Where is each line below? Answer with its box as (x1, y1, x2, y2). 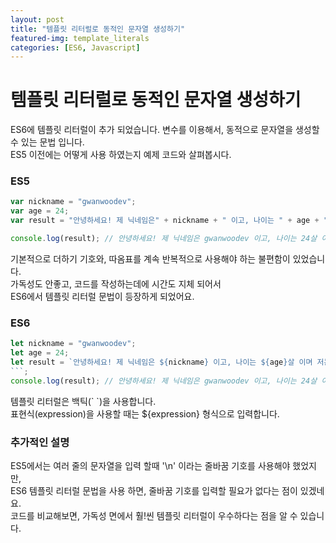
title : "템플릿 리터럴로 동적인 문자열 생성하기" (10, 24, 186, 34)
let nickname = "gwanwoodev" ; (10, 339, 137, 349)
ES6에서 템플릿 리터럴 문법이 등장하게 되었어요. (10, 290, 195, 302)
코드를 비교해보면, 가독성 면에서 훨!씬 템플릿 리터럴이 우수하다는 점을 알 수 (10, 509, 298, 521)
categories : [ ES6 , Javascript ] (10, 42, 141, 53)
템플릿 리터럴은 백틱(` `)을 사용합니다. (10, 395, 157, 407)
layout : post (10, 14, 65, 25)
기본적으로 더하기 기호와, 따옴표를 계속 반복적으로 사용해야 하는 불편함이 (10, 252, 291, 265)
